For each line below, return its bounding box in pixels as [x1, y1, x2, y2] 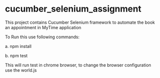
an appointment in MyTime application [5, 24, 81, 30]
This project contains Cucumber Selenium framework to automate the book [5, 19, 155, 25]
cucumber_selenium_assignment [5, 3, 142, 15]
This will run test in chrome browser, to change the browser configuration [5, 62, 151, 68]
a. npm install [5, 43, 32, 49]
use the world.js [5, 67, 37, 73]
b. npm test [5, 52, 28, 59]
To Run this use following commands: [5, 34, 80, 40]
